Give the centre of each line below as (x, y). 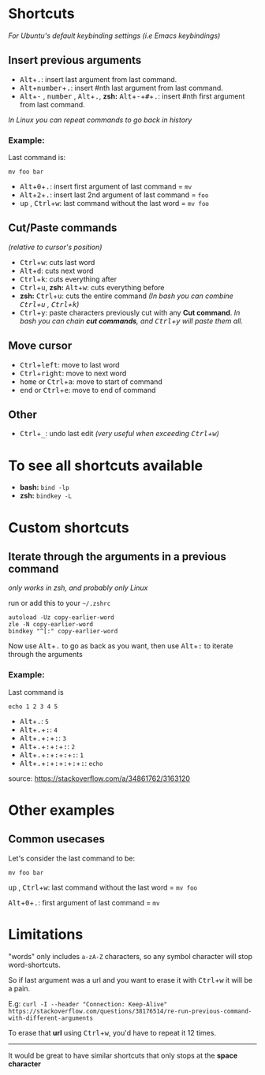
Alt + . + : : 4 (38, 730)
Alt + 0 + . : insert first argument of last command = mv (106, 187)
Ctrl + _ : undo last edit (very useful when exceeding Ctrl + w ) (119, 434)
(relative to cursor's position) (55, 247)
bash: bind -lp (44, 487)
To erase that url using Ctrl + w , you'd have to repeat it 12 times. (112, 1032)
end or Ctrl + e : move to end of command (88, 390)
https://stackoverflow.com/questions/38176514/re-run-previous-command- (130, 1011)
